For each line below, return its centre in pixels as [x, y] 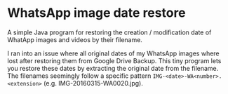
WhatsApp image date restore [96, 13]
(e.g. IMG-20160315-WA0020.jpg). [93, 83]
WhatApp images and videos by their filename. [75, 39]
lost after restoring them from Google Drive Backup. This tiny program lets [114, 60]
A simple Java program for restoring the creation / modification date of [109, 32]
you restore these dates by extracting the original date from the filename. [113, 68]
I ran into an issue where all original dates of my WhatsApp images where [113, 53]
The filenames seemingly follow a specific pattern [79, 76]
